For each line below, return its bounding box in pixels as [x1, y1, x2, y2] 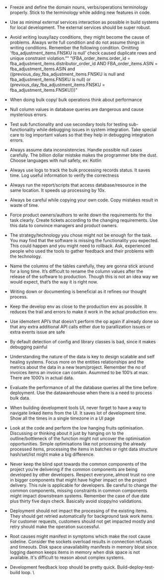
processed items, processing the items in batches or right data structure [9, 446, 158, 452]
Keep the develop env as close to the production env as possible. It [9, 303, 147, 309]
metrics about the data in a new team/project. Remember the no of [9, 364, 146, 370]
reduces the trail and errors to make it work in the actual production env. [9, 309, 158, 314]
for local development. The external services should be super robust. [9, 24, 151, 30]
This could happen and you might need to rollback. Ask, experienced [9, 243, 151, 249]
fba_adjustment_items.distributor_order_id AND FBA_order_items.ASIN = [9, 61, 158, 66]
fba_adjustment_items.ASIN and [9, 66, 75, 72]
